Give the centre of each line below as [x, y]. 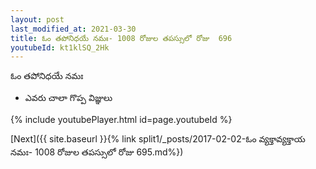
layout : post [37, 19]
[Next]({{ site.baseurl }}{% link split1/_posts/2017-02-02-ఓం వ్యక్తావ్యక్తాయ [158, 139]
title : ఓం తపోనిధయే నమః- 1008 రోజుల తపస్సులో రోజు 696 [121, 38]
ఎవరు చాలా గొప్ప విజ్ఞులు [68, 98]
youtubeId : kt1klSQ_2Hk [60, 47]
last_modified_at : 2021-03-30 [73, 29]
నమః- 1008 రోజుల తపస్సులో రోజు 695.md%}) [97, 152]
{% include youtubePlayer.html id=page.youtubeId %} [121, 120]
